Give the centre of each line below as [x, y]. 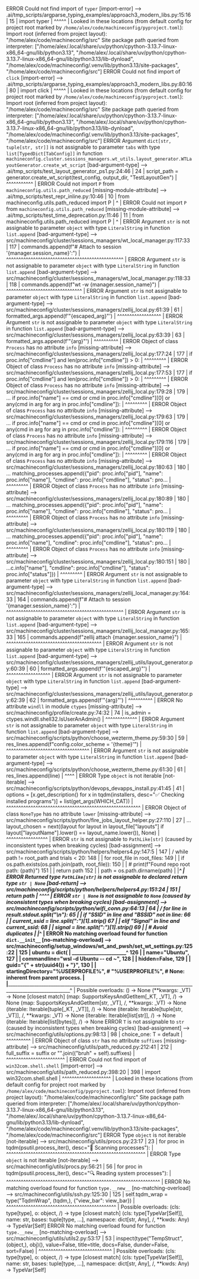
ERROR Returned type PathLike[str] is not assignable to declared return [97, 877]
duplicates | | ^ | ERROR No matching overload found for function [87, 933]
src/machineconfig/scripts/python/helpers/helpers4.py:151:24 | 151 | [93, 889]
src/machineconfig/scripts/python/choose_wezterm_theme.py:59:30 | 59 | [97, 738]
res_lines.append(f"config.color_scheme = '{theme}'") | [74, 744]
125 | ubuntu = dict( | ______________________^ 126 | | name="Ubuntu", [104, 952]
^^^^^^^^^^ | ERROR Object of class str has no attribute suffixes [84, 1040]
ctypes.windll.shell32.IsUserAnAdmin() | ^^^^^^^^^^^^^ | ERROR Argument [95, 719]
